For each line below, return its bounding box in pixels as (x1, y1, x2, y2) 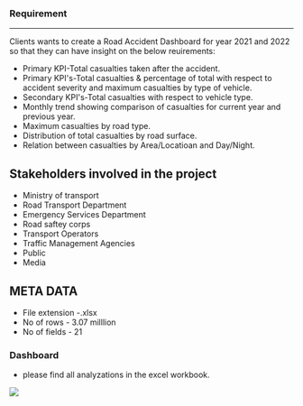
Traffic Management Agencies (22, 238, 135, 249)
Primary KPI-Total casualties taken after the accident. (22, 63, 221, 74)
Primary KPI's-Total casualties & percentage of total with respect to (22, 73, 272, 84)
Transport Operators (22, 228, 99, 239)
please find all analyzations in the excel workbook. (22, 369, 210, 381)
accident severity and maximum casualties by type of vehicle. (22, 82, 252, 93)
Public (22, 247, 47, 259)
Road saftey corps (22, 219, 91, 230)
